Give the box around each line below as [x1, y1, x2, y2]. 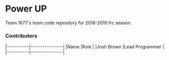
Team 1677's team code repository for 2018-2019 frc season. [5, 20, 132, 26]
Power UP [5, 3, 47, 15]
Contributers [5, 32, 38, 39]
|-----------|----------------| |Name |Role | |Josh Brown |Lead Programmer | [5, 44, 164, 50]
